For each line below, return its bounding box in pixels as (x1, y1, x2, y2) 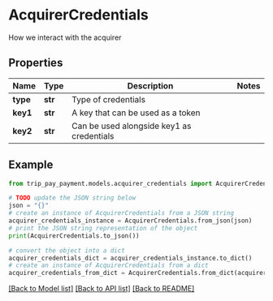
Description (127, 80, 174, 91)
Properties (8, 56, 63, 70)
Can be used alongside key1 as (71, 120, 192, 131)
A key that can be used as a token (71, 107, 201, 118)
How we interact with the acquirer (8, 32, 122, 42)
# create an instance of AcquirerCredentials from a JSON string (8, 209, 234, 217)
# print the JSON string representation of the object (8, 224, 198, 232)
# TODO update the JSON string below (8, 194, 136, 202)
